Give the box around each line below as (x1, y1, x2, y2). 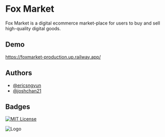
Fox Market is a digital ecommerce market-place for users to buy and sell (5, 20, 160, 26)
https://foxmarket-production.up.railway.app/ (5, 54, 101, 60)
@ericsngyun (12, 82, 41, 88)
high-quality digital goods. (5, 25, 61, 31)
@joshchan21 (12, 87, 42, 94)
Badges (5, 102, 30, 111)
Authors (5, 68, 32, 77)
